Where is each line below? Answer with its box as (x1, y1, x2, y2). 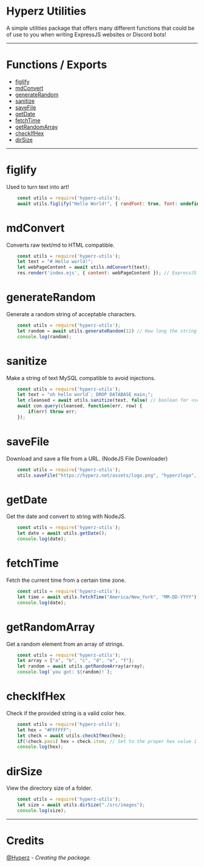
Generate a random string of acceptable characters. (6, 310, 137, 317)
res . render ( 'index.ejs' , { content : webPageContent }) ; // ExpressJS (17, 270, 197, 276)
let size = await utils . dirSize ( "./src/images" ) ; (17, 802, 146, 808)
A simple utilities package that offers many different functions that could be (6, 24, 195, 32)
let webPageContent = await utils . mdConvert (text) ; (17, 264, 151, 271)
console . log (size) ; (17, 807, 67, 813)
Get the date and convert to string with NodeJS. (6, 513, 126, 520)
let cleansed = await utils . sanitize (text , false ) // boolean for (17, 397, 189, 404)
